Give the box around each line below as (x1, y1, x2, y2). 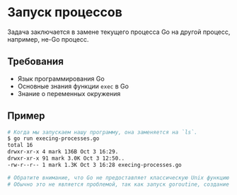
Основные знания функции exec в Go (17, 82, 129, 90)
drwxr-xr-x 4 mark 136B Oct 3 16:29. (7, 148, 119, 155)
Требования (7, 56, 64, 68)
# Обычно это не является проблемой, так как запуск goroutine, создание (7, 181, 230, 188)
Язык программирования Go (17, 74, 105, 83)
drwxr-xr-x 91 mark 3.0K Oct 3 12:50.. (7, 155, 125, 162)
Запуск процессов (7, 4, 122, 20)
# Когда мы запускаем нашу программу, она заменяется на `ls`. (7, 129, 198, 136)
